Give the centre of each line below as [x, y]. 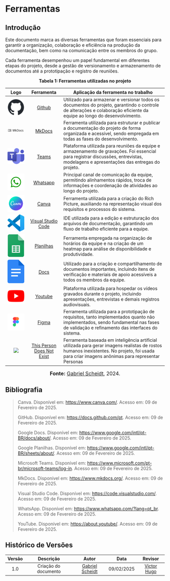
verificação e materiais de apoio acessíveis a [110, 275]
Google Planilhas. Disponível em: [52, 448]
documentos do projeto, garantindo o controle [111, 105]
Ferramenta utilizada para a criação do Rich [109, 199]
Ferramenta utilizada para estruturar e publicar [112, 123]
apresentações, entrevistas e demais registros [111, 299]
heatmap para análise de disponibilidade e [107, 248]
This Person [44, 346]
